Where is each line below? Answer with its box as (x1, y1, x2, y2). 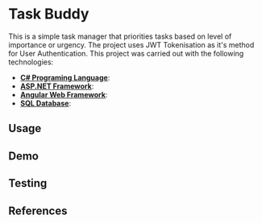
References (8, 204, 68, 217)
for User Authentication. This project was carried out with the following (8, 48, 244, 58)
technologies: (8, 57, 54, 67)
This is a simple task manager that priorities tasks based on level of (8, 31, 232, 41)
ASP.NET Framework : (19, 81, 94, 91)
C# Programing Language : (19, 72, 110, 82)
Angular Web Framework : (19, 89, 108, 99)
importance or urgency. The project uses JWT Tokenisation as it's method (8, 39, 255, 49)
